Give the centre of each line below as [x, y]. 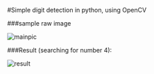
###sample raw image [39, 23]
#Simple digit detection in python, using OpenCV [77, 10]
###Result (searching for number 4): [60, 50]
